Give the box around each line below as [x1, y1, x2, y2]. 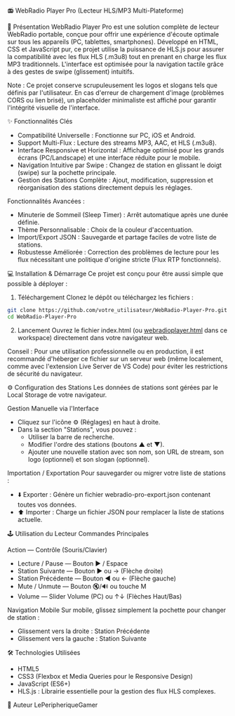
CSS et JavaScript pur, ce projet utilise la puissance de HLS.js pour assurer [7, 45, 224, 53]
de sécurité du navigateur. [7, 369, 83, 378]
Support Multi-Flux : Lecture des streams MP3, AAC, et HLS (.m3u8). [17, 138, 217, 147]
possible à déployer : [7, 280, 68, 287]
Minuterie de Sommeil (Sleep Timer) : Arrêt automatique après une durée [17, 211, 229, 219]
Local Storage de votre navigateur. [7, 390, 107, 399]
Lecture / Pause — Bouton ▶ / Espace [17, 559, 128, 568]
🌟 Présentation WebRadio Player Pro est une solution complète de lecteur [7, 22, 220, 31]
